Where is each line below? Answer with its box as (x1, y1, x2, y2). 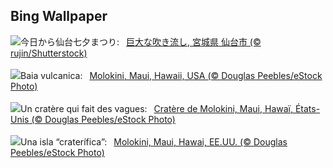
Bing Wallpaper (10, 8, 108, 25)
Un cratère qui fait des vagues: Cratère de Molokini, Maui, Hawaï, (20, 102, 293, 114)
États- (294, 102, 321, 114)
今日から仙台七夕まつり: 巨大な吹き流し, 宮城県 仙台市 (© (20, 35, 262, 48)
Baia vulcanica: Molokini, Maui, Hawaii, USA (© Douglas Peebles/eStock (20, 69, 323, 81)
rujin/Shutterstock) (10, 47, 88, 59)
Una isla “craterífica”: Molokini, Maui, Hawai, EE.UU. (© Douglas (20, 135, 288, 148)
